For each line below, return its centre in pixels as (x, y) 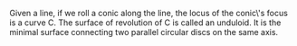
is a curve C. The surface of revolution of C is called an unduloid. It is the (145, 23)
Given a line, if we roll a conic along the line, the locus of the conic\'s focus (148, 13)
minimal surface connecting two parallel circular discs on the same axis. (144, 32)
